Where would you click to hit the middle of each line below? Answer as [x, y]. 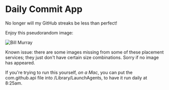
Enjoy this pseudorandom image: [39, 32]
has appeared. [20, 62]
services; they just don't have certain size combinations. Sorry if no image [82, 57]
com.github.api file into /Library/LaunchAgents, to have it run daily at [76, 77]
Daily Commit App [44, 9]
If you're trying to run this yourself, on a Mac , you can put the [69, 72]
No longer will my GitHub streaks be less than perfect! [61, 23]
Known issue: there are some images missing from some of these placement [84, 52]
